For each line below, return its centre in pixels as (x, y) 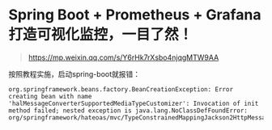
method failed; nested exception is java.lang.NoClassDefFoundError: (128, 111)
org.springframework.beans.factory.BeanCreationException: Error (121, 89)
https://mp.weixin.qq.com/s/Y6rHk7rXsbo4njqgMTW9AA (123, 57)
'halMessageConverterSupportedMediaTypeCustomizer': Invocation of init (134, 103)
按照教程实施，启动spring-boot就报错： (74, 73)
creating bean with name (50, 96)
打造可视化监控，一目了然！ (101, 35)
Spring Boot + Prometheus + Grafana (135, 15)
